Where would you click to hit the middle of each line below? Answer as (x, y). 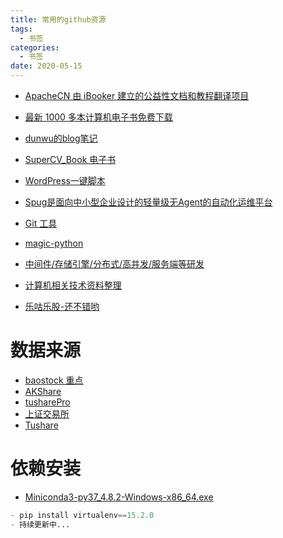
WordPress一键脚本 (65, 180)
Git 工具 (41, 223)
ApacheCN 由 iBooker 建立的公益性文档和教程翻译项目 (137, 95)
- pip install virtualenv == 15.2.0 (82, 515)
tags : (21, 29)
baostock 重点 (54, 380)
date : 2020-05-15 (46, 66)
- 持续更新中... (40, 524)
